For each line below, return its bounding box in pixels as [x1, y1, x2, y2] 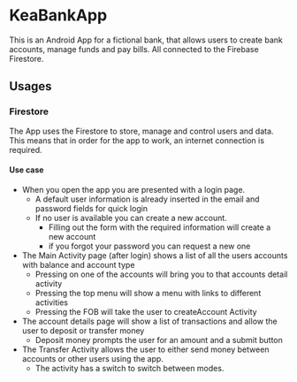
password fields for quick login [34, 202, 148, 213]
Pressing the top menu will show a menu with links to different [34, 287, 262, 298]
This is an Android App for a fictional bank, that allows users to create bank [9, 34, 283, 45]
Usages [9, 79, 52, 94]
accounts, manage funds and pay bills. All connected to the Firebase [9, 43, 259, 54]
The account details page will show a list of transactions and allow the [21, 316, 278, 326]
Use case [9, 164, 44, 175]
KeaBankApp [9, 5, 108, 26]
